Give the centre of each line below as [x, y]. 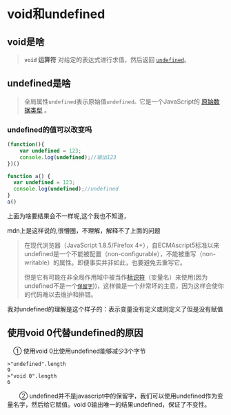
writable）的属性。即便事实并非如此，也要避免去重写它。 [105, 262]
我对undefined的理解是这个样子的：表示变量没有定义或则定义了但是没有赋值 [115, 309]
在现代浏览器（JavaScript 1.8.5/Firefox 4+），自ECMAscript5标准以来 [122, 245]
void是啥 [26, 42]
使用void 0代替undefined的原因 [75, 333]
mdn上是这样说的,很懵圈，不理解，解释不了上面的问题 [84, 230]
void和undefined [56, 14]
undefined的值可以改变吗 [50, 130]
